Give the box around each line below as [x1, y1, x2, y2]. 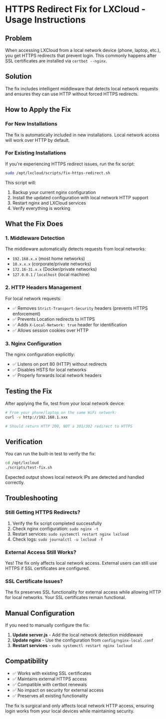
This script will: [5, 179, 36, 185]
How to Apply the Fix [5, 105, 71, 114]
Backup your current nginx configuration [12, 189, 96, 195]
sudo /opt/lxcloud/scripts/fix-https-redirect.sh [5, 170, 111, 175]
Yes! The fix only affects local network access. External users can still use [5, 560, 157, 566]
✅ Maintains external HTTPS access [12, 676, 87, 682]
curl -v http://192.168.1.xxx [5, 415, 68, 420]
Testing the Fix [5, 387, 52, 396]
